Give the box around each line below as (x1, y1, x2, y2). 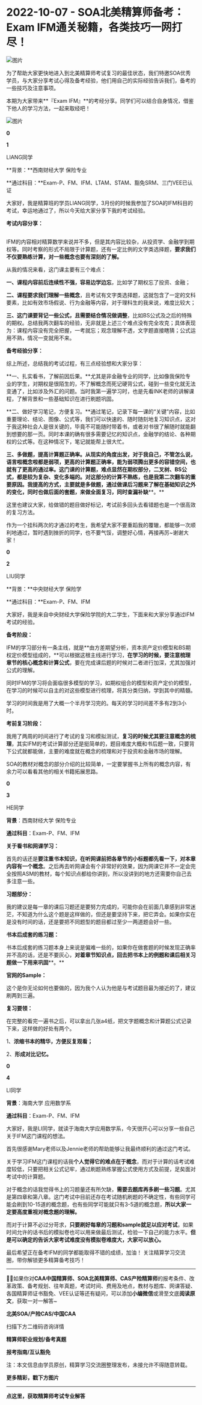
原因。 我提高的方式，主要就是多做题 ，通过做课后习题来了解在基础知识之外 (11, 481, 196, 488)
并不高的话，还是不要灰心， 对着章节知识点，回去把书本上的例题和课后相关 (6, 951, 191, 959)
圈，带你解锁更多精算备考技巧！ (6, 1257, 85, 1264)
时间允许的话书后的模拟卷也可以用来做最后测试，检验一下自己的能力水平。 (6, 1229, 191, 1236)
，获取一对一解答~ (11, 1297, 58, 1305)
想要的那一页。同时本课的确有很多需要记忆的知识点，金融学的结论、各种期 (11, 430, 196, 438)
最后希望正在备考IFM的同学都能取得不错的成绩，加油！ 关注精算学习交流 (6, 1249, 186, 1257)
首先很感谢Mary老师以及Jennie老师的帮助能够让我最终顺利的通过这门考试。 (6, 1145, 194, 1152)
